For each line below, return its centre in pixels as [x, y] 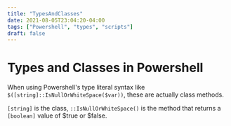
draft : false [26, 33]
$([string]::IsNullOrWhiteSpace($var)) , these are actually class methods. [116, 94]
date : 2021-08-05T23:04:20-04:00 [56, 20]
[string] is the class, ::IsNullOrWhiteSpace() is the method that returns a [114, 108]
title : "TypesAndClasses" [45, 14]
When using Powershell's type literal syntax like [76, 87]
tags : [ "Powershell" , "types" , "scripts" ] [70, 27]
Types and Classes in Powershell [105, 68]
